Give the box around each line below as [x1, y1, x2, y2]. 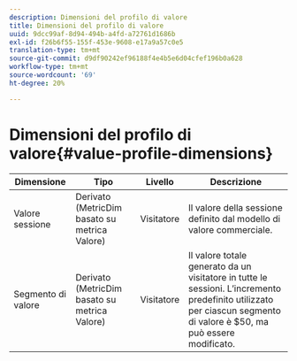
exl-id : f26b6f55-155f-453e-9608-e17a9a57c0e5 [9, 37, 184, 47]
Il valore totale [188, 249, 247, 261]
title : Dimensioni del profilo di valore [9, 21, 164, 30]
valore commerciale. [188, 223, 273, 235]
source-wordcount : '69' [9, 71, 97, 80]
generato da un [188, 260, 252, 273]
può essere [188, 326, 235, 339]
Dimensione [14, 175, 66, 188]
